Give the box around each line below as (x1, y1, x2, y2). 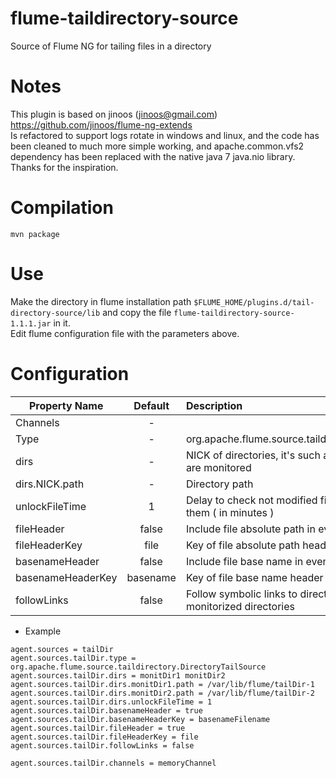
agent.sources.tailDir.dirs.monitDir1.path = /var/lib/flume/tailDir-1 (10, 679, 315, 689)
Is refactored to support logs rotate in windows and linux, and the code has (10, 129, 320, 141)
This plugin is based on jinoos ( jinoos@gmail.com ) (10, 108, 218, 120)
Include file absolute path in (185, 522, 316, 536)
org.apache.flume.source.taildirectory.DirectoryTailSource (10, 662, 267, 672)
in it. (53, 317, 71, 329)
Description (185, 398, 243, 412)
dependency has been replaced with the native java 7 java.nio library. (10, 150, 296, 162)
